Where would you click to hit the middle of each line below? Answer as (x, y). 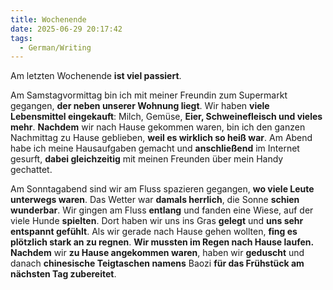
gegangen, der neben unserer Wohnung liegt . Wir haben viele (140, 106)
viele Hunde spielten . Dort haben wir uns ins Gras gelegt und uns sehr (157, 221)
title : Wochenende (48, 19)
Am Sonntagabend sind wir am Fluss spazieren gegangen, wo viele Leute (162, 189)
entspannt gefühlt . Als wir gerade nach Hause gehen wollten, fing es (154, 232)
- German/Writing (55, 47)
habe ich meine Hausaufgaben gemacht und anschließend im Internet (155, 148)
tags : (21, 38)
